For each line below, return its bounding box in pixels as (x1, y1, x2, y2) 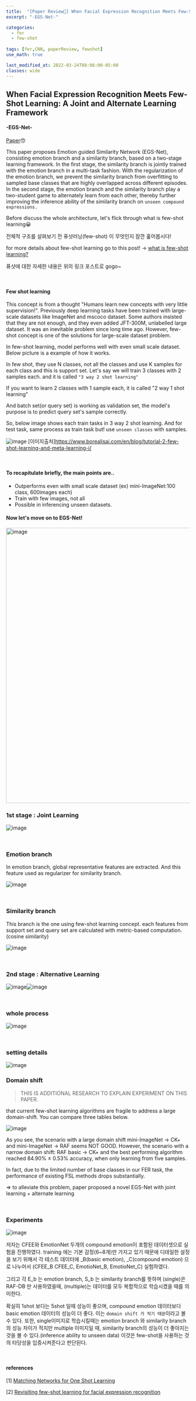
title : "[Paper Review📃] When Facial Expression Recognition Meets (6, 8, 176, 15)
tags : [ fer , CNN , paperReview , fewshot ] (6, 46, 103, 53)
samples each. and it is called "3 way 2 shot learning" (6, 373, 139, 380)
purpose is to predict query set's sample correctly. (6, 408, 128, 415)
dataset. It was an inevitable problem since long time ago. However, (6, 326, 169, 333)
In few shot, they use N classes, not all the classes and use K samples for (6, 361, 183, 368)
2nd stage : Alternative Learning (6, 970, 100, 978)
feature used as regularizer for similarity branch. (6, 870, 123, 877)
